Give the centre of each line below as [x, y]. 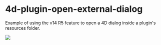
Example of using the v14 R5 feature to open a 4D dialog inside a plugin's [80, 23]
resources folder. [23, 28]
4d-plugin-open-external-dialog [74, 9]
